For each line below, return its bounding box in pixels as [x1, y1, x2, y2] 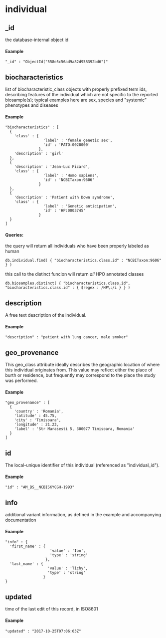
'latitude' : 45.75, [14, 413, 57, 418]
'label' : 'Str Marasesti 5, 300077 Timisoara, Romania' [14, 427, 135, 432]
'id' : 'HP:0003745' [43, 208, 86, 214]
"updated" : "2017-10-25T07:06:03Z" [5, 628, 81, 633]
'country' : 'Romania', [14, 409, 64, 414]
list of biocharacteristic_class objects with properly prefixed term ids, [5, 86, 147, 92]
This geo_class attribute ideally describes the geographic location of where [5, 362, 160, 368]
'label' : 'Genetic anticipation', [43, 204, 117, 209]
